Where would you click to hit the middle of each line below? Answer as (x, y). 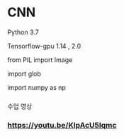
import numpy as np (36, 87)
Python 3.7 (23, 32)
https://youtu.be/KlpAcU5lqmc (62, 125)
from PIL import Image (40, 60)
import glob (24, 73)
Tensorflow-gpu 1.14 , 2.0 (44, 46)
